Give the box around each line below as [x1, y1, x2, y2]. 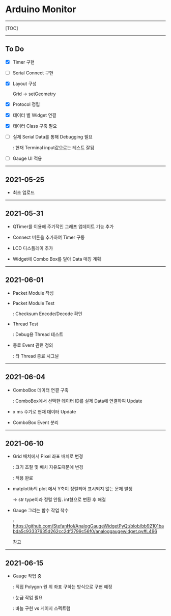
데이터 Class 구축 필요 [12, 123, 58, 129]
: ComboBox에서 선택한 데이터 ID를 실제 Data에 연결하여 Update [12, 398, 142, 404]
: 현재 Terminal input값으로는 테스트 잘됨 [12, 145, 95, 151]
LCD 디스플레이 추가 [12, 245, 53, 251]
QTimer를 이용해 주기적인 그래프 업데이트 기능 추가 [12, 223, 114, 230]
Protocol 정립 [12, 101, 40, 107]
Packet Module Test [12, 300, 55, 306]
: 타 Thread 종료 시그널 [12, 353, 59, 359]
